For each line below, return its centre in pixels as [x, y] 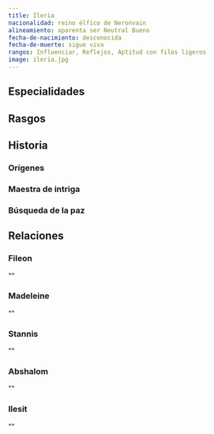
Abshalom [28, 372]
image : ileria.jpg [38, 60]
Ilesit [18, 409]
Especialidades [47, 92]
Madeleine [29, 296]
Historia [28, 146]
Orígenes [26, 168]
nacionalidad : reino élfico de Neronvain [77, 23]
